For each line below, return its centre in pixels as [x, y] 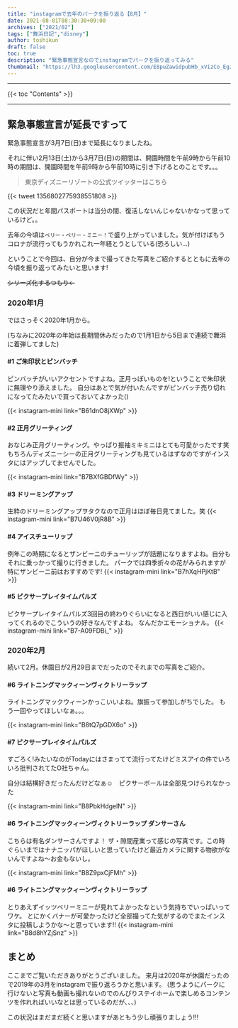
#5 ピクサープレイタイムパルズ [52, 596]
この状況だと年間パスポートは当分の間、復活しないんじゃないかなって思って [119, 211]
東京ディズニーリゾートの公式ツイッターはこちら [96, 182]
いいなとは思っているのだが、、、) [90, 1002]
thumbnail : [23, 67]
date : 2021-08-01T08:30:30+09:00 [57, 21]
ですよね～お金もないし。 [57, 858]
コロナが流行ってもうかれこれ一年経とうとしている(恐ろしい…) [99, 244]
